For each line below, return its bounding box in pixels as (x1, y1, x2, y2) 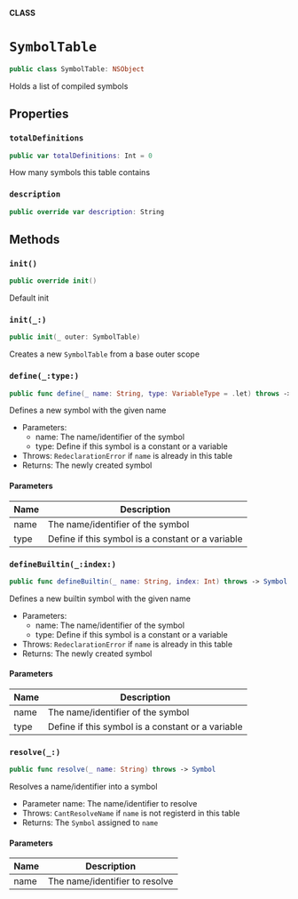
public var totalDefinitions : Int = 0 (9, 151, 153, 160)
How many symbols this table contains (9, 167, 151, 178)
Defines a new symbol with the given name (9, 405, 167, 416)
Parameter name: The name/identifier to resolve (21, 799, 198, 809)
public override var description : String (9, 207, 165, 216)
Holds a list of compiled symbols (9, 80, 129, 92)
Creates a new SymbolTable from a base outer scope (9, 349, 200, 359)
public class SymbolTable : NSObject (9, 64, 145, 74)
